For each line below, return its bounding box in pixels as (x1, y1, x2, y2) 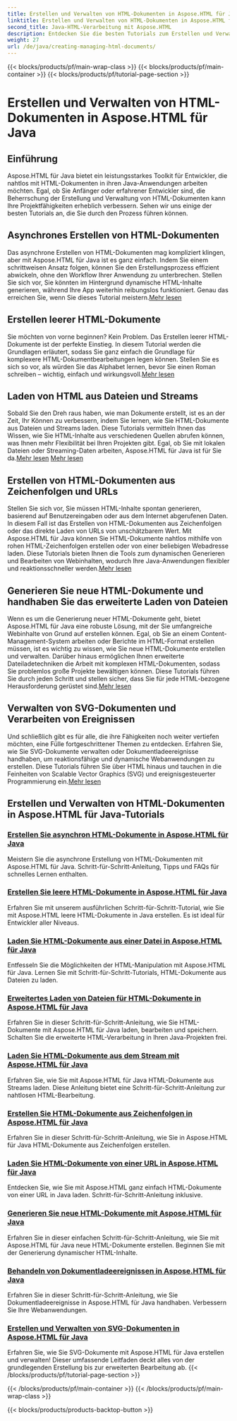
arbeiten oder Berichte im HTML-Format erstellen (71, 637, 215, 646)
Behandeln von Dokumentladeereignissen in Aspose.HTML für (7, 1266, 226, 1276)
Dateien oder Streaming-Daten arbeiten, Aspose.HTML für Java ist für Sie (7, 446, 222, 455)
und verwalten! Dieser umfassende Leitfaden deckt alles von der (7, 1356, 195, 1365)
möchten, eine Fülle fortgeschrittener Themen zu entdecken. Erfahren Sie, (7, 739, 224, 748)
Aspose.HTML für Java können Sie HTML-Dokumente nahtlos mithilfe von (7, 534, 222, 543)
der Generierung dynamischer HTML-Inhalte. (7, 1248, 138, 1257)
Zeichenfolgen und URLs (7, 485, 119, 498)
